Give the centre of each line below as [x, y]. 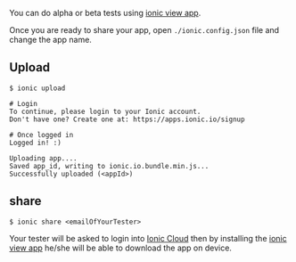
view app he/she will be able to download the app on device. [120, 248]
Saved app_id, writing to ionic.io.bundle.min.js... [109, 166]
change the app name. [50, 40]
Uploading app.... [43, 158]
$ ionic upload [37, 88]
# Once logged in [41, 135]
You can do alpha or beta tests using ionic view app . [105, 13]
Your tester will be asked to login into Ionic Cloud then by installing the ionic [148, 238]
